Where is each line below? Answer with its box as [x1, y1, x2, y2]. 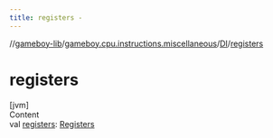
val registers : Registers [9, 118, 95, 129]
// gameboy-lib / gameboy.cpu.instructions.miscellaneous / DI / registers [9, 38, 264, 49]
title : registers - [9, 13, 83, 23]
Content [9, 109, 40, 120]
